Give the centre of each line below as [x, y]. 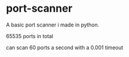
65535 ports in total [30, 36]
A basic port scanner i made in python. [53, 25]
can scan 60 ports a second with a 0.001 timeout [65, 47]
